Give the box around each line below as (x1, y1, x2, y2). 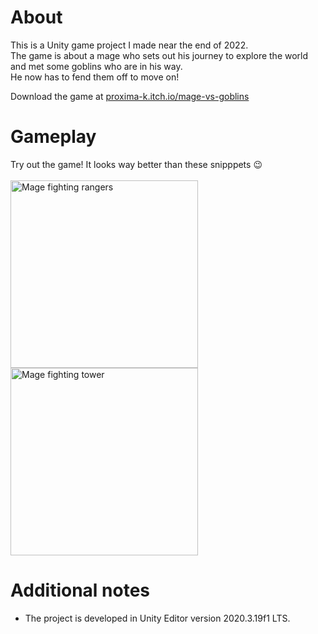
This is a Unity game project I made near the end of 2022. (10, 39, 249, 51)
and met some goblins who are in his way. (10, 60, 183, 72)
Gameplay (10, 126, 97, 148)
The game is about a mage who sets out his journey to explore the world (10, 49, 309, 61)
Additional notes (10, 579, 151, 602)
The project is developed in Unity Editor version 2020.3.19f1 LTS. (24, 612, 291, 624)
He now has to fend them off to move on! (10, 71, 180, 83)
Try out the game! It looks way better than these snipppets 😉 (10, 158, 263, 170)
